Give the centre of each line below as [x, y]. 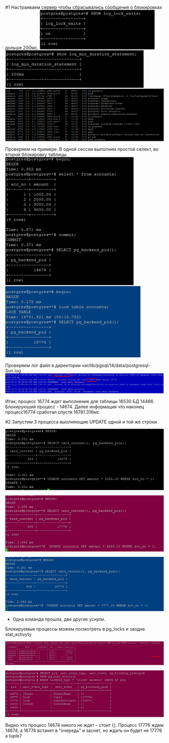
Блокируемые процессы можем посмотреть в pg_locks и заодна [75, 629]
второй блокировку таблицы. [36, 155]
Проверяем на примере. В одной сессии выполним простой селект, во [82, 149]
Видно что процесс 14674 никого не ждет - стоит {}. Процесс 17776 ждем [84, 725]
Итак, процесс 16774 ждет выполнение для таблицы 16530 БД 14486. [80, 401]
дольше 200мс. [22, 48]
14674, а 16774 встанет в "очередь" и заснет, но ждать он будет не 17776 [84, 730]
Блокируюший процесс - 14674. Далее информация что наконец [75, 407]
